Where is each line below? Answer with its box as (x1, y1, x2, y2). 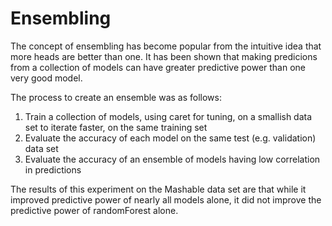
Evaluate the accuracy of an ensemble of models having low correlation (24, 153, 321, 165)
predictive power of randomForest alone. (10, 204, 179, 216)
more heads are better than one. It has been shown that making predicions (10, 50, 318, 62)
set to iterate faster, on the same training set (24, 121, 208, 133)
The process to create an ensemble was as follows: (10, 91, 222, 103)
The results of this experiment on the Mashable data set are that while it (10, 183, 307, 195)
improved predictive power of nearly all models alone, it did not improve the (10, 193, 322, 206)
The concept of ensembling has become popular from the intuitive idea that (10, 40, 322, 52)
